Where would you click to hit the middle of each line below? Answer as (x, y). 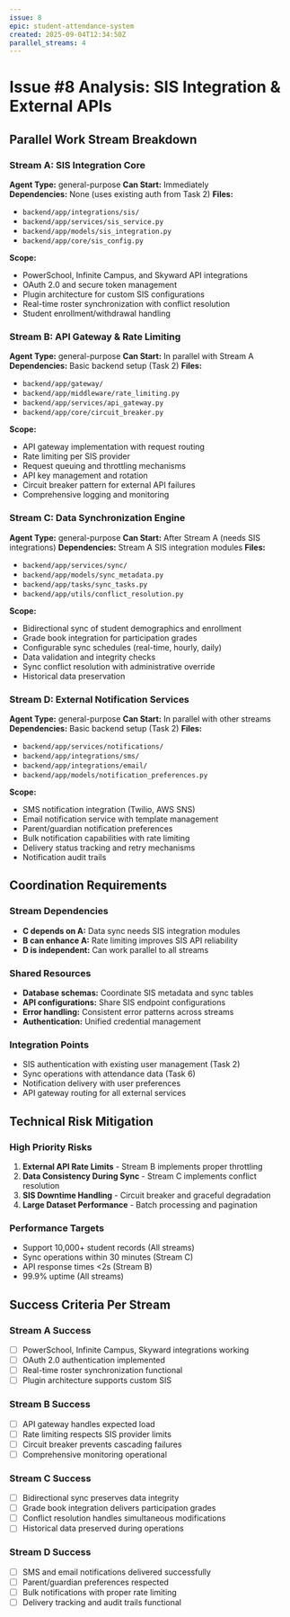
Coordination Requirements (88, 886)
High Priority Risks (51, 1146)
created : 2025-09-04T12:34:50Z (68, 34)
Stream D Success (50, 1552)
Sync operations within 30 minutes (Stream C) (108, 1257)
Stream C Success (50, 1478)
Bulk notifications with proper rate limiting (99, 1592)
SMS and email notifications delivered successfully (116, 1572)
